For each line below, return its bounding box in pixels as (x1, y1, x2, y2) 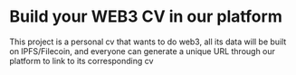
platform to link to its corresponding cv (9, 55, 154, 66)
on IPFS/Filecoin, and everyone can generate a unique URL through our (9, 45, 276, 56)
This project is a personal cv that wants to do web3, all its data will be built (9, 36, 287, 47)
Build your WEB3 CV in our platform (9, 6, 282, 27)
